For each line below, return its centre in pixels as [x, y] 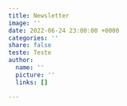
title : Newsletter [39, 16]
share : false [30, 45]
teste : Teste [30, 53]
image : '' [25, 23]
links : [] [32, 82]
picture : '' [36, 75]
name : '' [30, 68]
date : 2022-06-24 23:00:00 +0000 [64, 30]
